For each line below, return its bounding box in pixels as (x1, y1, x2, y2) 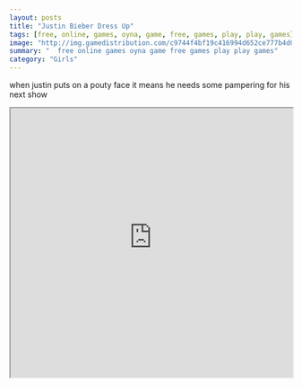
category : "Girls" (9, 55, 78, 64)
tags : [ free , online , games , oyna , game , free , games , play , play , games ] (9, 30, 295, 39)
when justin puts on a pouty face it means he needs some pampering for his (9, 80, 290, 90)
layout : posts (9, 13, 63, 22)
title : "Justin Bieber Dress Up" (9, 22, 134, 31)
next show (9, 89, 47, 100)
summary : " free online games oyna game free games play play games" (9, 47, 279, 56)
